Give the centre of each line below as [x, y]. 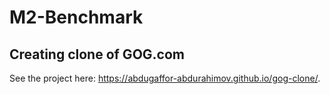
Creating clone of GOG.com [97, 54]
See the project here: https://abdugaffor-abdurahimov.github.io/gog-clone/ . [165, 78]
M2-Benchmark [76, 17]
